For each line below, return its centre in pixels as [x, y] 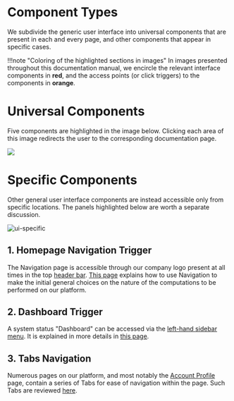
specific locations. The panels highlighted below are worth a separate [109, 207]
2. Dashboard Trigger [55, 312]
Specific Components [72, 180]
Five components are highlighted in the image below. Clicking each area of [116, 130]
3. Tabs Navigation [49, 358]
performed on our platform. [47, 290]
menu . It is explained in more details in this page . [78, 336]
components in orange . [41, 82]
